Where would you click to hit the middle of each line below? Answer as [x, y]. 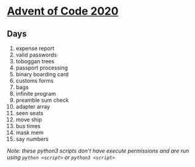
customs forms [35, 81]
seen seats [30, 113]
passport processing [42, 68]
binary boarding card [42, 74]
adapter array [33, 107]
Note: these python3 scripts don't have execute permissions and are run [98, 151]
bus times [28, 126]
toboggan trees [35, 61]
